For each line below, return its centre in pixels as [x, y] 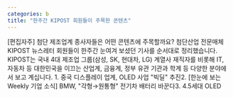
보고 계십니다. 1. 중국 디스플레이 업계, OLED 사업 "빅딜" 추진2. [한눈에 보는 [118, 77]
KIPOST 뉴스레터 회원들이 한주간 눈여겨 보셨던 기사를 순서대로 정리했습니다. [113, 50]
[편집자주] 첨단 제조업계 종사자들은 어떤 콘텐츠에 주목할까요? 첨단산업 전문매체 [115, 41]
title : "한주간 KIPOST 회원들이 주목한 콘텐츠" [69, 21]
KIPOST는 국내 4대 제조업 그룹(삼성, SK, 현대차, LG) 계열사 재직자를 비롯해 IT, [116, 59]
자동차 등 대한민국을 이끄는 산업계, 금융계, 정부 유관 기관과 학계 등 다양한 [108, 68]
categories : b [28, 14]
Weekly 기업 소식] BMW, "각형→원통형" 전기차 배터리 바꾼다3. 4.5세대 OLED [114, 86]
